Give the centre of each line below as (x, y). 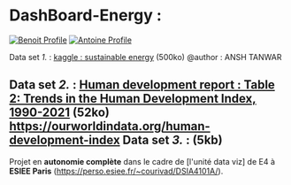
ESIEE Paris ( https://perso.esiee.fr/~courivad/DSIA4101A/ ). (116, 171)
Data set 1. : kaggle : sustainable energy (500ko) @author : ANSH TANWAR (145, 57)
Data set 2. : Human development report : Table (142, 85)
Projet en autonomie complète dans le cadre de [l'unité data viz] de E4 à (142, 161)
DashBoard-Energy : (85, 15)
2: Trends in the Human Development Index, (133, 99)
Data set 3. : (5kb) (172, 140)
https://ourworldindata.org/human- (110, 126)
